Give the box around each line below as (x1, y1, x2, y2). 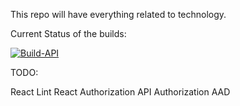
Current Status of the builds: (10, 28, 127, 39)
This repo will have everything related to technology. (10, 9, 227, 20)
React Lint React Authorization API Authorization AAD (10, 86, 231, 98)
